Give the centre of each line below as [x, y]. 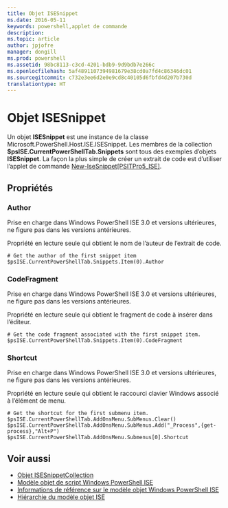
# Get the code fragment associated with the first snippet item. [104, 335]
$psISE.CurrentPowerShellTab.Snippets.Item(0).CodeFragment [95, 341]
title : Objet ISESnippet [43, 13]
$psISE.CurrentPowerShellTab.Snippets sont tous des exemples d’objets [112, 151]
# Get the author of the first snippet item [72, 255]
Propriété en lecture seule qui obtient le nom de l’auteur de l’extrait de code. [114, 243]
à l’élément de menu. [37, 401]
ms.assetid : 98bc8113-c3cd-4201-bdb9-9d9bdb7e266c [81, 65]
